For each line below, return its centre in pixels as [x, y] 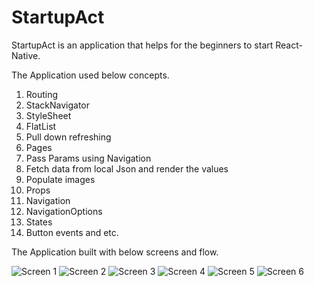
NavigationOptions [64, 211]
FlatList [41, 126]
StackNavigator [57, 105]
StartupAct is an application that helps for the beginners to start [142, 45]
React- [289, 45]
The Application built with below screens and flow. [115, 252]
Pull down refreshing [68, 137]
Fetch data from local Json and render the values [127, 168]
